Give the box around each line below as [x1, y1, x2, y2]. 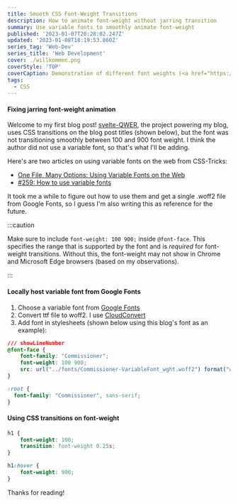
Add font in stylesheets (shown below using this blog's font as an [17, 318, 209, 327]
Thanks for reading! [7, 488, 65, 497]
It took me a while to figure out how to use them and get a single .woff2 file [7, 192, 227, 201]
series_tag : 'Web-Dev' [7, 43, 74, 50]
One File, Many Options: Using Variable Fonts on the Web [17, 171, 186, 180]
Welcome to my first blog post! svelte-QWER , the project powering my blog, [7, 121, 229, 129]
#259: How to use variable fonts [17, 178, 112, 187]
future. [7, 207, 27, 216]
